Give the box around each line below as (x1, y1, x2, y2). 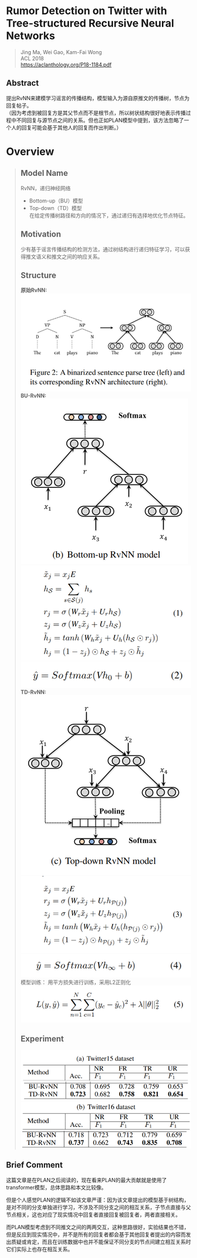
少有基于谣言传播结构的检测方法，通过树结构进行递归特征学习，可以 (20, 245, 185, 252)
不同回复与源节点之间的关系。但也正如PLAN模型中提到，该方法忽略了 (16, 117, 185, 124)
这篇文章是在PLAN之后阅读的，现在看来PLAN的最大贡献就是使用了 (6, 1176, 167, 1183)
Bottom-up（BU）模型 (29, 197, 83, 204)
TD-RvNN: (20, 688, 47, 695)
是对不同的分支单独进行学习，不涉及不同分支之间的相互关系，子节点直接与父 (6, 1203, 191, 1210)
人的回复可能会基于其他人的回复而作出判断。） (11, 124, 122, 131)
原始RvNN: (20, 287, 47, 294)
